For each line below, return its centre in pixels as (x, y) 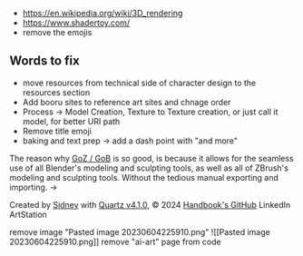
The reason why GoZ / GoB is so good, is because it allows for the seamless (151, 158)
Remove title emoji (57, 131)
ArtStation (28, 214)
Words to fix (44, 61)
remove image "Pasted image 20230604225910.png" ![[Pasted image (140, 231)
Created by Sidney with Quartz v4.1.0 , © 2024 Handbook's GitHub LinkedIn (150, 204)
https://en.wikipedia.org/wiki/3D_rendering (103, 13)
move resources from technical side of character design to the (139, 83)
